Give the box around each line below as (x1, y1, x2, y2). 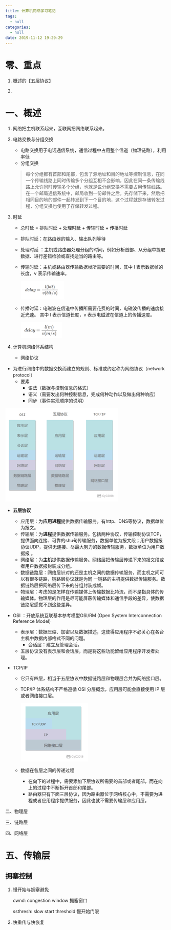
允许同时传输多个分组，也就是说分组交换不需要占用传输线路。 (34, 184, 165, 190)
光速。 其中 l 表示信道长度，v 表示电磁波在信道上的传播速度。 (25, 311, 155, 318)
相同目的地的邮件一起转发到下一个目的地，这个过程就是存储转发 (25, 196, 160, 203)
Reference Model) (12, 618, 51, 624)
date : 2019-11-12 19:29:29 (5, 35, 63, 41)
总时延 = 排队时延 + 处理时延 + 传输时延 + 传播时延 (20, 225, 128, 231)
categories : (5, 25, 31, 30)
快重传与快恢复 (12, 919, 45, 925)
